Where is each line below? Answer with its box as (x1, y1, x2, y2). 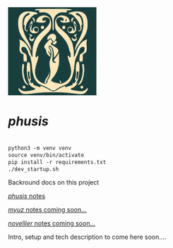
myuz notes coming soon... (8, 205, 87, 213)
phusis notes (8, 192, 45, 200)
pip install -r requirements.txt (8, 159, 107, 166)
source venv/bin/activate (8, 151, 84, 159)
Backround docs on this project (8, 178, 100, 186)
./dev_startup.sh (8, 166, 59, 173)
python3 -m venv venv (8, 144, 72, 151)
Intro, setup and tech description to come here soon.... (8, 232, 167, 241)
